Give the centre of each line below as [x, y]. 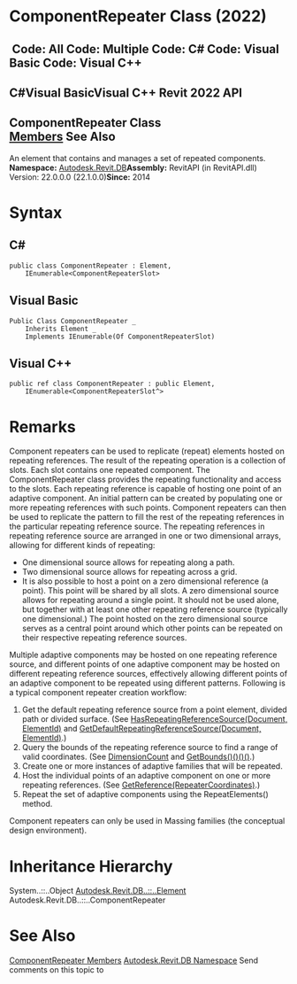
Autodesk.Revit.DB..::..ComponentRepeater [88, 900]
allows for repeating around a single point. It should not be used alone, [150, 600]
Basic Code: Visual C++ [76, 62]
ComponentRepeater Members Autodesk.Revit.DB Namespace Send [134, 961]
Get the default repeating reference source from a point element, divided [154, 709]
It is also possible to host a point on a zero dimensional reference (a [145, 581]
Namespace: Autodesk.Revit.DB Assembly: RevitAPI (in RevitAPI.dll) [133, 167]
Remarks [43, 426]
